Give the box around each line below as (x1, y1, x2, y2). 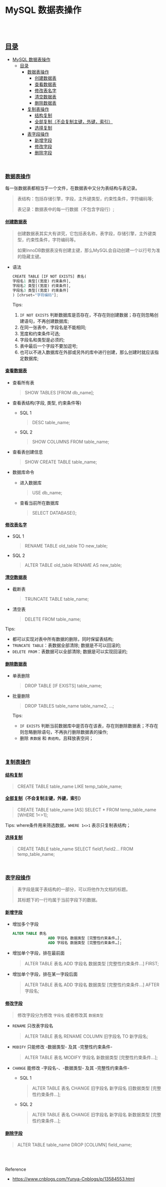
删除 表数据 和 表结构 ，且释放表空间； (19, 735, 94, 741)
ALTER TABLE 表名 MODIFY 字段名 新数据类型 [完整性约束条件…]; (24, 1055, 158, 1061)
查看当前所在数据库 (19, 500, 59, 506)
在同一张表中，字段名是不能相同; (19, 324, 87, 330)
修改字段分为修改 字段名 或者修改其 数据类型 (17, 1012, 104, 1018)
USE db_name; (32, 489, 62, 495)
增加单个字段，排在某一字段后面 (12, 971, 78, 977)
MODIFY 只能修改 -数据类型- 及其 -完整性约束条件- (12, 1044, 113, 1050)
